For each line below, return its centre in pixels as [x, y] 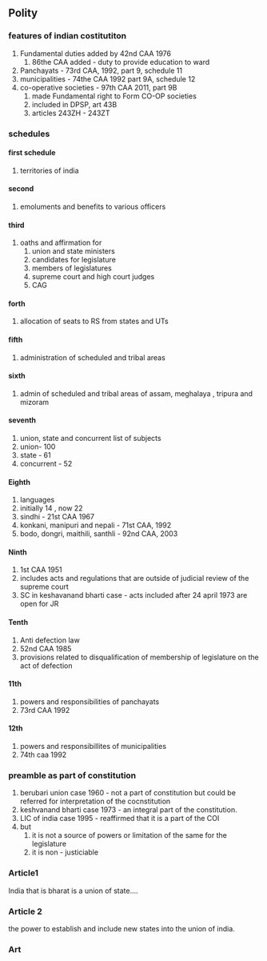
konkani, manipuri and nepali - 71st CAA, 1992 [96, 525]
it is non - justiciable [65, 852]
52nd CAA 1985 [46, 648]
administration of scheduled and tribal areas [92, 357]
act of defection [46, 665]
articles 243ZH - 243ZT [71, 113]
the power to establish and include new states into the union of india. [122, 928]
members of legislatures [72, 268]
